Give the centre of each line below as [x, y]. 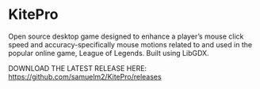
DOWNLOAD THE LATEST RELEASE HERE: [78, 68]
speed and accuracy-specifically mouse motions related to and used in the [130, 44]
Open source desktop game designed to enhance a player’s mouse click [126, 36]
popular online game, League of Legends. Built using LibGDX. [109, 53]
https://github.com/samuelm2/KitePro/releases [85, 76]
